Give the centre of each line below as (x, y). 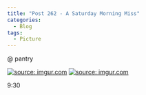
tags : (15, 33)
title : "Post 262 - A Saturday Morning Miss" (73, 13)
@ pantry (20, 59)
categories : (24, 20)
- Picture (27, 39)
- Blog (23, 26)
